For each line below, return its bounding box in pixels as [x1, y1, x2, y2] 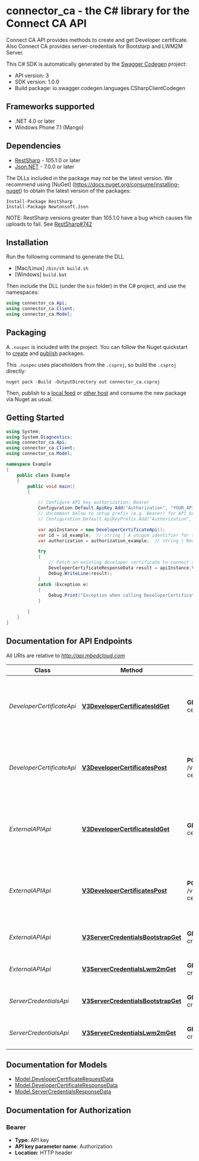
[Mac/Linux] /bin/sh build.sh [14, 265, 89, 272]
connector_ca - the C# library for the [6, 4, 190, 18]
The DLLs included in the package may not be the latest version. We [6, 174, 173, 181]
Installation [6, 237, 49, 247]
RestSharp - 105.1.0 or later [14, 156, 81, 164]
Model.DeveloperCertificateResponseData [14, 1082, 118, 1089]
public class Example [17, 472, 70, 478]
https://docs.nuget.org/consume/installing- [74, 181, 179, 188]
